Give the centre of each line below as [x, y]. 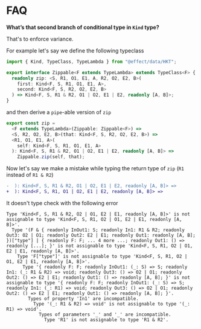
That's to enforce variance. [40, 39]
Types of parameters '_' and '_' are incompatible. [105, 315]
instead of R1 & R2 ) [30, 175]
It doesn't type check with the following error [62, 203]
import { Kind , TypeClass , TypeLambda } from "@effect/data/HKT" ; [91, 62]
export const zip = [31, 123]
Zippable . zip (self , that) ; [51, 157]
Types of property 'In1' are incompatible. [83, 299]
